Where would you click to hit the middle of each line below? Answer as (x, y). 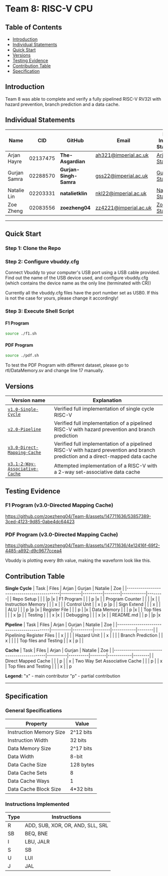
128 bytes (82, 764)
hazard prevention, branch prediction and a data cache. (62, 104)
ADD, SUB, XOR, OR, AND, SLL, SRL (66, 825)
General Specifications (34, 711)
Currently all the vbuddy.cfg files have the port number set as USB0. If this (82, 293)
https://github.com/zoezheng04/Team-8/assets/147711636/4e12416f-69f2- (82, 545)
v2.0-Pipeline (24, 429)
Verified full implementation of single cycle (104, 409)
